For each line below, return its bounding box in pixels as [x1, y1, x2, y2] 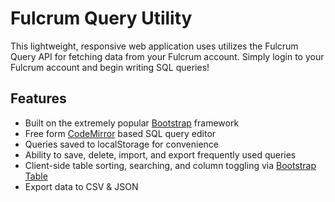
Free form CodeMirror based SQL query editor [24, 127, 217, 139]
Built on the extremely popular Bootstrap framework [24, 117, 240, 129]
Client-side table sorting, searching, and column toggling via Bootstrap [24, 159, 317, 171]
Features [10, 90, 67, 107]
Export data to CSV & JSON [24, 180, 139, 192]
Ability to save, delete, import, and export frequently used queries [24, 148, 297, 161]
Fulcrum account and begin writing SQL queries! [10, 61, 210, 73]
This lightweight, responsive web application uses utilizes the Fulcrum [10, 40, 299, 52]
